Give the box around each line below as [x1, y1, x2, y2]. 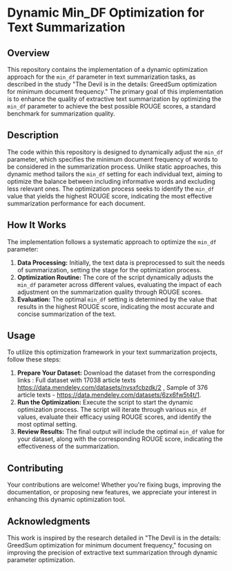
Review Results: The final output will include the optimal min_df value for [17, 427, 225, 436]
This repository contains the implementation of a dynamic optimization [7, 66, 209, 73]
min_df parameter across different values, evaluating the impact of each [17, 280, 222, 288]
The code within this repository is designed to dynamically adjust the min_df [7, 147, 223, 156]
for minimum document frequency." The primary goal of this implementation [7, 88, 224, 95]
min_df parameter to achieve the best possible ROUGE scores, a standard [7, 102, 216, 110]
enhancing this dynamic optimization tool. [7, 496, 126, 504]
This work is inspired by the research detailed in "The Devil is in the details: [7, 534, 221, 542]
